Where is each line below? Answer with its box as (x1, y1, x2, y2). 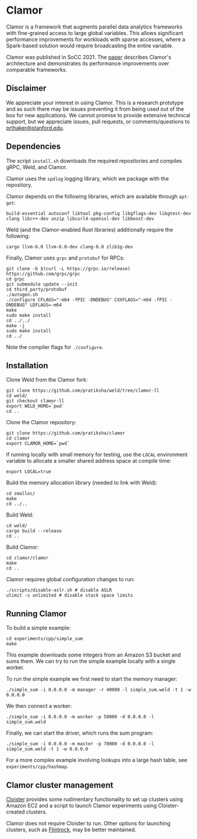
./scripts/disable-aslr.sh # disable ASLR (6, 587, 112, 593)
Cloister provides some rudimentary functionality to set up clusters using (6, 796, 183, 803)
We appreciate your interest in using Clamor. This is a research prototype (6, 99, 184, 106)
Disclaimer (6, 84, 47, 94)
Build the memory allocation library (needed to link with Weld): (6, 479, 157, 486)
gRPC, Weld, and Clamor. (6, 164, 68, 171)
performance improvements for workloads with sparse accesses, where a (6, 36, 186, 43)
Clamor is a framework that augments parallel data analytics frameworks (6, 23, 183, 30)
